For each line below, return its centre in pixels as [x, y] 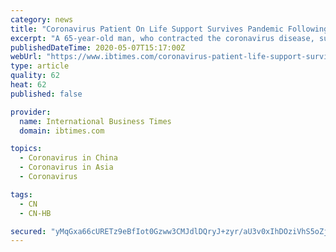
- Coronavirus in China [68, 158]
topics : [26, 149]
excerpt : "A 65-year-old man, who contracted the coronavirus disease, [162, 38]
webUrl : [26, 57]
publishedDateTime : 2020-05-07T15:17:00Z [98, 47]
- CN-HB [35, 213]
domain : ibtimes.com [62, 131]
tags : [21, 194]
